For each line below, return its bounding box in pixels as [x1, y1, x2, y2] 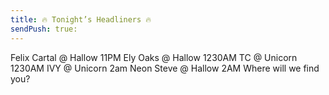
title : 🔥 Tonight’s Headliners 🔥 [10, 14, 152, 25]
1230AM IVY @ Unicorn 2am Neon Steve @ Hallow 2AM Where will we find [10, 62, 320, 74]
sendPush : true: [10, 24, 78, 34]
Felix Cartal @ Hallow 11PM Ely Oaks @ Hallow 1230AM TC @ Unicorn [10, 51, 298, 63]
